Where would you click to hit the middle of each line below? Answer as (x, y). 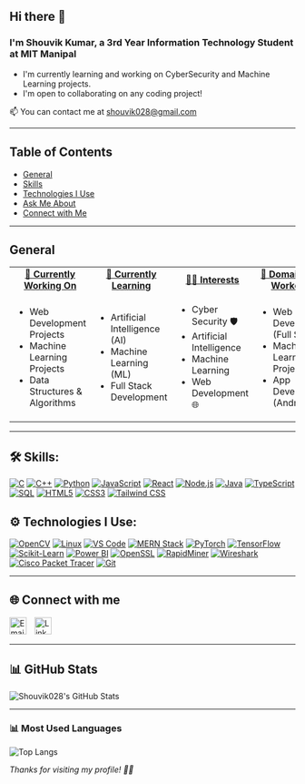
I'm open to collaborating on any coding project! (112, 93)
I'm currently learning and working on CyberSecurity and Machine (146, 74)
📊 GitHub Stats (54, 670)
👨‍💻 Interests (212, 280)
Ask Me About (49, 203)
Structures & (56, 391)
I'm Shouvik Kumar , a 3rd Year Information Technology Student (152, 43)
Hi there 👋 (38, 17)
